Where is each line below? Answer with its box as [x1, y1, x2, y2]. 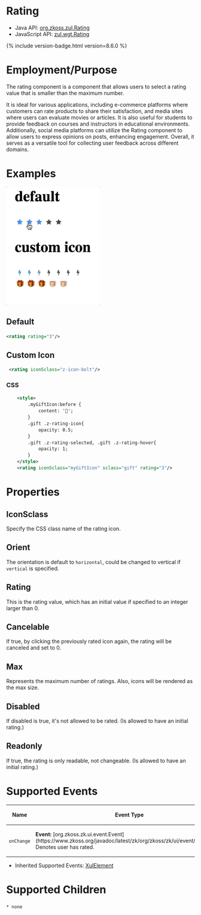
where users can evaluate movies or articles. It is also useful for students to [6, 114, 193, 121]
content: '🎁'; [38, 408, 74, 414]
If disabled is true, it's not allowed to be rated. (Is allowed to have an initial [6, 717, 188, 725]
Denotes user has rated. [35, 843, 95, 851]
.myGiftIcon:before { [28, 401, 82, 408]
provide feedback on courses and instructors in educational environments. [6, 120, 190, 127]
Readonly [6, 741, 43, 752]
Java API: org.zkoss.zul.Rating [14, 24, 90, 31]
